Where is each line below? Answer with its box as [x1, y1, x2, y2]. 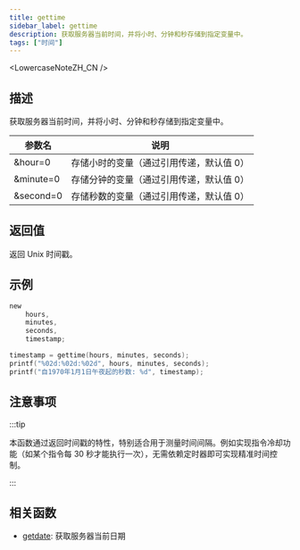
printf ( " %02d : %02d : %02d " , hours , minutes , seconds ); [9, 359, 210, 368]
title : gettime [9, 12, 66, 22]
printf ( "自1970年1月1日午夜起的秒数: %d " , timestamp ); [9, 367, 204, 376]
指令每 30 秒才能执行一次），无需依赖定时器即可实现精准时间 [47, 448, 271, 459]
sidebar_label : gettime [9, 21, 98, 30]
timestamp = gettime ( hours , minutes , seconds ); [9, 351, 190, 360]
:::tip [9, 419, 26, 429]
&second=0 [13, 189, 62, 202]
